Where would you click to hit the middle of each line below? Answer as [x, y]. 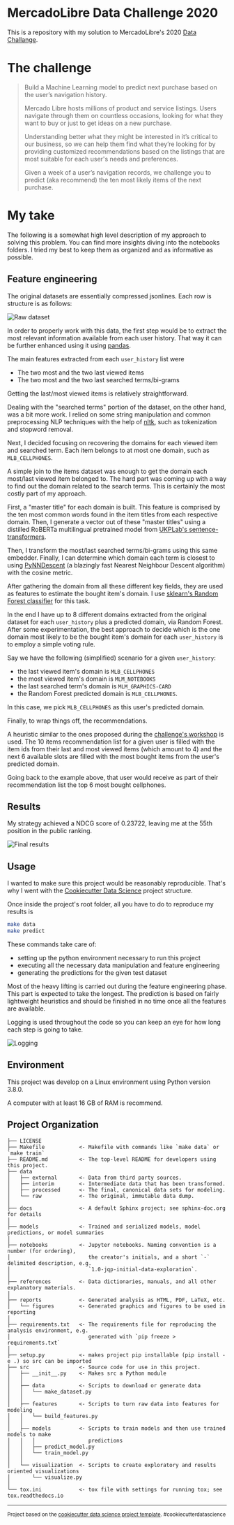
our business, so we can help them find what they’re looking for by [120, 144]
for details [24, 1214]
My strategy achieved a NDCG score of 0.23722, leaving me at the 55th [110, 823]
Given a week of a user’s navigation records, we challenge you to [118, 172]
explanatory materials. [42, 1287]
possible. [20, 257]
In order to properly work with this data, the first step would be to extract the [117, 331]
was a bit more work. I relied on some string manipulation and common [109, 414]
